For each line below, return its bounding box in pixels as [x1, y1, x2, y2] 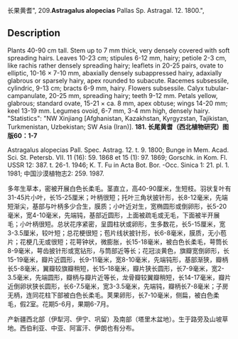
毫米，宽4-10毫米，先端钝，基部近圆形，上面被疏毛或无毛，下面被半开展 [7, 210, 220, 219]
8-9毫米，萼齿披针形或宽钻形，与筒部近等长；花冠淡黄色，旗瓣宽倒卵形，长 [7, 246, 229, 254]
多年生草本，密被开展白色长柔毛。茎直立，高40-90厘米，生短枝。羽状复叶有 [7, 184, 232, 193]
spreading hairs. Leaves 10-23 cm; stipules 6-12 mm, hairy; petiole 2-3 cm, [7, 53, 227, 62]
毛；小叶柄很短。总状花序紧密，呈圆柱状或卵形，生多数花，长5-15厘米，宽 [7, 220, 226, 228]
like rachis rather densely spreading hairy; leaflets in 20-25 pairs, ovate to [7, 61, 224, 70]
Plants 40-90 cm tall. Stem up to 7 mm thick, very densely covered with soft [7, 45, 230, 55]
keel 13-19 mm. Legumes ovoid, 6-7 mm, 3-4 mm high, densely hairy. [7, 106, 210, 115]
